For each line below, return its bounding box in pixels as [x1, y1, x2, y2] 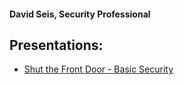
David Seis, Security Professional [9, 8, 151, 20]
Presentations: [9, 36, 104, 54]
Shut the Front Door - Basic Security [23, 63, 174, 75]
